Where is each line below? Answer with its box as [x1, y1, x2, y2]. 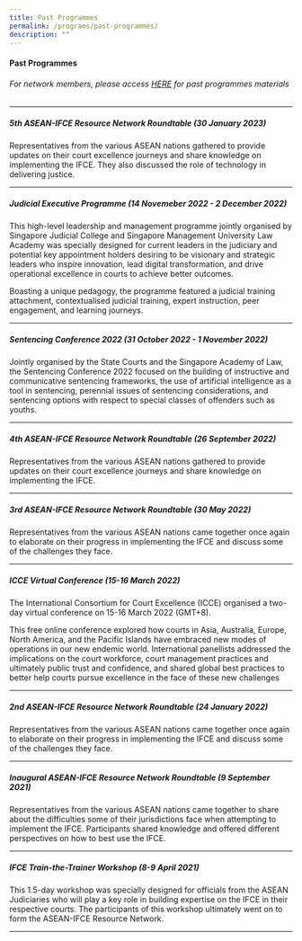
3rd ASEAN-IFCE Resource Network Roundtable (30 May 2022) [9, 504, 252, 515]
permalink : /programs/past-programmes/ [9, 22, 159, 31]
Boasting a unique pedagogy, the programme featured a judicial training [9, 286, 276, 297]
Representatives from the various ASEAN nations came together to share [9, 803, 280, 814]
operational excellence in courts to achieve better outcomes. [9, 269, 234, 280]
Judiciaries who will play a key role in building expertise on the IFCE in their [9, 893, 289, 904]
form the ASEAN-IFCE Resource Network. [9, 913, 164, 924]
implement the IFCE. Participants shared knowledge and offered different [9, 823, 280, 834]
